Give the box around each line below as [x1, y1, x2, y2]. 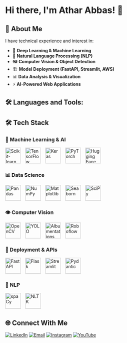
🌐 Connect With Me [5, 318, 68, 327]
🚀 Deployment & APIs [5, 246, 57, 253]
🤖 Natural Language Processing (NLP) [12, 53, 93, 59]
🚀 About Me [5, 25, 42, 33]
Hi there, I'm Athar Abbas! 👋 [5, 5, 123, 16]
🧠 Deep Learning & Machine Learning [12, 48, 91, 53]
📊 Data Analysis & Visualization [12, 74, 81, 79]
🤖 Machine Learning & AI [5, 136, 66, 143]
